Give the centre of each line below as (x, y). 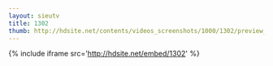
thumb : (19, 31)
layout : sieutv (34, 16)
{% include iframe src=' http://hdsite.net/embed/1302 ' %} (104, 54)
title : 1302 (28, 23)
